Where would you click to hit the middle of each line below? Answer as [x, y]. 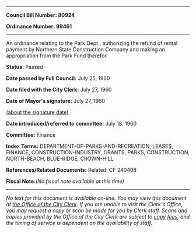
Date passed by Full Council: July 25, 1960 [58, 78]
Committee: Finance [31, 135]
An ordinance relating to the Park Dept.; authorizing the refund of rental [92, 43]
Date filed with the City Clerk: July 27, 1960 [59, 89]
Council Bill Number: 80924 [41, 15]
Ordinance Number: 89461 [39, 26]
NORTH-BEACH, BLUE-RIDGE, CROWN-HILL [60, 159]
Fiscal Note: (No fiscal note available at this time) [65, 181]
